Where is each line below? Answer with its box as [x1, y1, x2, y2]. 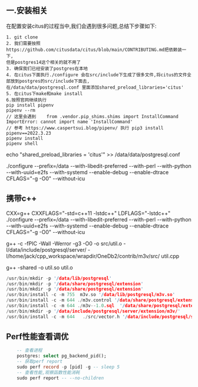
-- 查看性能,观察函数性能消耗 [16, 369, 80, 375]
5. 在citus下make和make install [6, 90, 83, 96]
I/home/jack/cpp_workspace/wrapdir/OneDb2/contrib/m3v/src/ [6, 252, 160, 259]
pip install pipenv [6, 102, 54, 108]
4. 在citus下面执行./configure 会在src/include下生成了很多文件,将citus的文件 [6, 71, 187, 78]
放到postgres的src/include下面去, [10, 78, 90, 84]
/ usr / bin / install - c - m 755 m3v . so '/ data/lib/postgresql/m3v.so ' [6, 292, 176, 298]
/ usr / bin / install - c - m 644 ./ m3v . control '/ [6, 297, 120, 303]
